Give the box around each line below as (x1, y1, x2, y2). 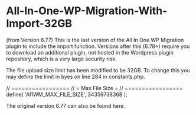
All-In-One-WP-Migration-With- (6, 4, 168, 18)
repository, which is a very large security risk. (6, 55, 117, 62)
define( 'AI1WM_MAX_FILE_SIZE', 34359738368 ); (6, 91, 128, 98)
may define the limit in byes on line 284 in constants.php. (6, 73, 145, 80)
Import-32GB (6, 17, 73, 30)
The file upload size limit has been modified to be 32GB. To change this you (6, 66, 190, 74)
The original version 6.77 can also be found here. (6, 102, 126, 109)
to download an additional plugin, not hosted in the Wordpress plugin (6, 49, 174, 56)
